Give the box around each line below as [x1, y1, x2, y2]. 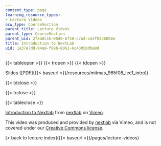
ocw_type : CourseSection [5, 22, 58, 27]
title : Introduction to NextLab [5, 41, 74, 46]
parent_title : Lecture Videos [5, 27, 70, 32]
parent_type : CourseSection [5, 31, 65, 36]
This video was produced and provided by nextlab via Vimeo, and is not [5, 119, 156, 126]
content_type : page [5, 7, 47, 13]
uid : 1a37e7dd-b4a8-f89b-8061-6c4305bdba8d [5, 46, 100, 51]
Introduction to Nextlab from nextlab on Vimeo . [5, 109, 104, 115]
